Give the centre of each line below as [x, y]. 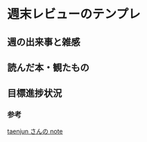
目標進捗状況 [35, 93]
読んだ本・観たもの [48, 68]
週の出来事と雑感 [44, 42]
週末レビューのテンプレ [74, 14]
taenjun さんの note [35, 131]
